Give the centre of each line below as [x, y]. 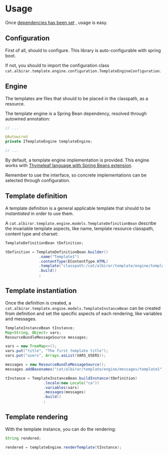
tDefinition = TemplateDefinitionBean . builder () [57, 252]
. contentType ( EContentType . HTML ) [73, 261]
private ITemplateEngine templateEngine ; [49, 141]
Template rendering [37, 417]
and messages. [21, 318]
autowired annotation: [28, 118]
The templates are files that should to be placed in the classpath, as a [77, 98]
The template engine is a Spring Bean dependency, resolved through [76, 113]
